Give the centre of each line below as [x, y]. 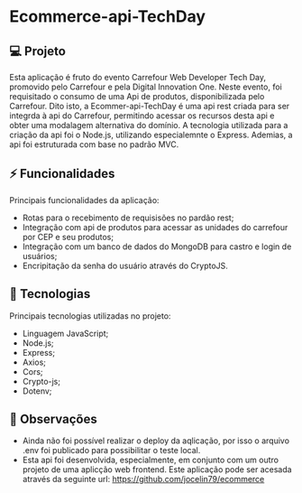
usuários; [40, 256]
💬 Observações [53, 419]
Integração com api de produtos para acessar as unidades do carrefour [155, 227]
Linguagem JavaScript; [65, 333]
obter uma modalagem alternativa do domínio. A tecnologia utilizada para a [149, 125]
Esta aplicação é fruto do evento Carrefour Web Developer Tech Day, [138, 77]
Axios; [34, 362]
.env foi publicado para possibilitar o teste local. [111, 451]
